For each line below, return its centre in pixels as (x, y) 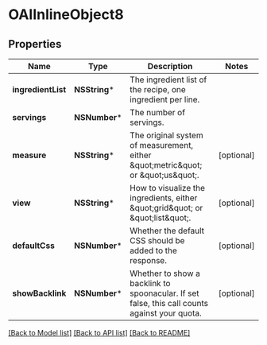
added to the (153, 250)
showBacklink (39, 293)
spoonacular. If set (165, 293)
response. (148, 260)
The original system (167, 135)
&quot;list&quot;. (161, 218)
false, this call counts (169, 303)
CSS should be (157, 240)
